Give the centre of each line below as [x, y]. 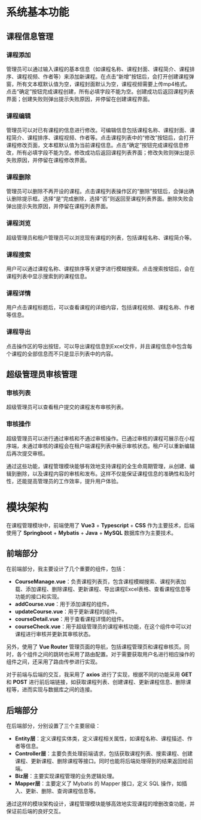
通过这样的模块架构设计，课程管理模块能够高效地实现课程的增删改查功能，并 [100, 804]
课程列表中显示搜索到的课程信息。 [48, 276]
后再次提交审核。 [27, 453]
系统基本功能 [38, 12]
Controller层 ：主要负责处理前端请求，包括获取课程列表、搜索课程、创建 [104, 753]
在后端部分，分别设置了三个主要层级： [53, 726]
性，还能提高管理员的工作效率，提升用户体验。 [64, 481]
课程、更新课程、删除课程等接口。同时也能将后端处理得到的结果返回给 [101, 761]
